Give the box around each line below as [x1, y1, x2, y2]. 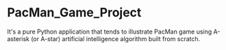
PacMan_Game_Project [7, 5, 142, 21]
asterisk [7, 34, 29, 42]
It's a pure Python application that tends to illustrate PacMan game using [7, 27, 212, 36]
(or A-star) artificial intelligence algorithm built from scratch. [30, 34, 201, 42]
